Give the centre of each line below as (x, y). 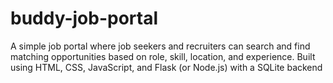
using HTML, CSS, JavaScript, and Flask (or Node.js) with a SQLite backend (166, 67)
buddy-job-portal (84, 18)
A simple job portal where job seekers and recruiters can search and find (160, 46)
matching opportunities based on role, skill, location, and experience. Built (163, 56)
